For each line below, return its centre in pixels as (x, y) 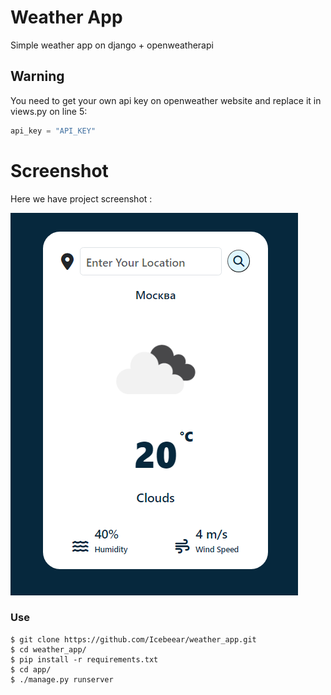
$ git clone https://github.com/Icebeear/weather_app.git (133, 639)
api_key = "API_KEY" (53, 131)
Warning (37, 76)
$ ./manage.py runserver (62, 679)
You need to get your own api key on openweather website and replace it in (166, 100)
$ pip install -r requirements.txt (84, 659)
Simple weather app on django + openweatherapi (112, 45)
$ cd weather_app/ (48, 649)
